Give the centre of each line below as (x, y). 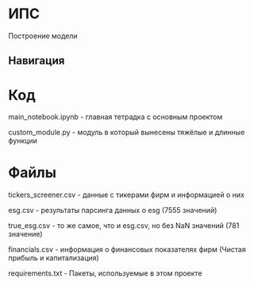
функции (23, 141)
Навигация (37, 61)
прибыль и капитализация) (54, 258)
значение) (25, 234)
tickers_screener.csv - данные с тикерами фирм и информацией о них (126, 195)
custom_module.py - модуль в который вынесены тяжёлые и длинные (127, 133)
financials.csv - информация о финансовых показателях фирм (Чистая (127, 249)
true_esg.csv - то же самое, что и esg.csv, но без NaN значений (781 (124, 226)
